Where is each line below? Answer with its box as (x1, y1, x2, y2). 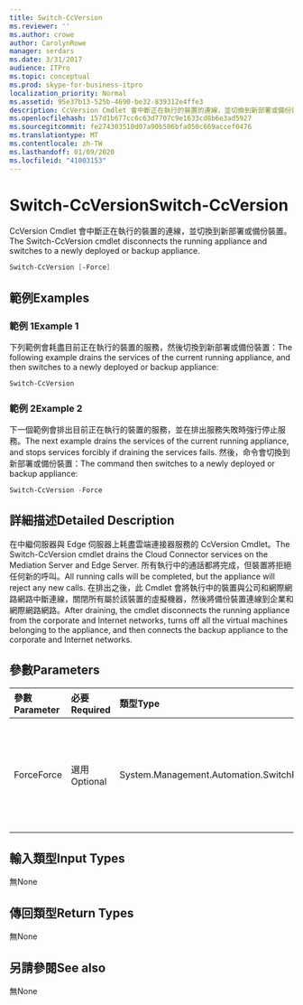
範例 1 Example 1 (9, 320, 79, 332)
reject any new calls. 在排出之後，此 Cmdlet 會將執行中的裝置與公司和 (9, 582, 269, 592)
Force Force (14, 768, 63, 781)
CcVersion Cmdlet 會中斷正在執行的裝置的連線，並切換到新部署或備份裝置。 (9, 226, 292, 237)
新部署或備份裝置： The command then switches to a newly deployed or (9, 458, 275, 470)
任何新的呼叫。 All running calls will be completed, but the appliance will (9, 571, 275, 582)
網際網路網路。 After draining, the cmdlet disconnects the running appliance (9, 604, 290, 615)
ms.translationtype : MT (9, 131, 99, 140)
